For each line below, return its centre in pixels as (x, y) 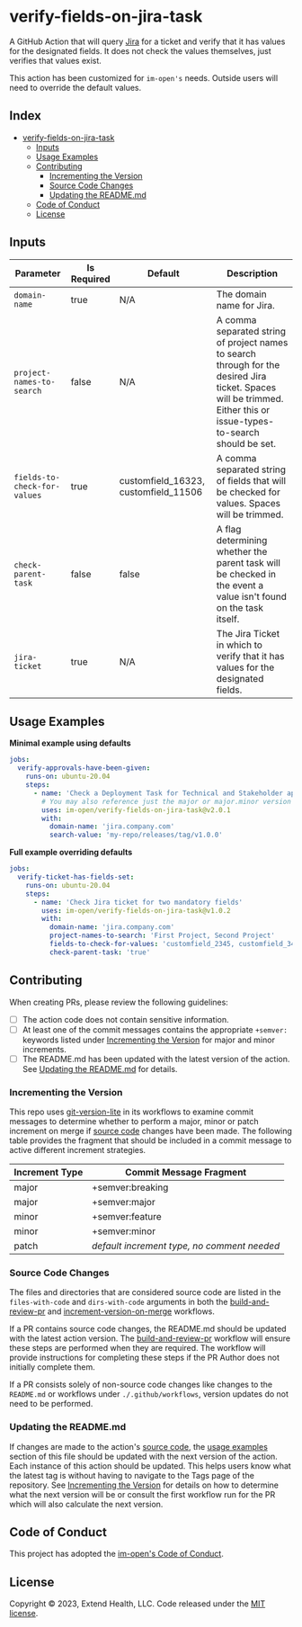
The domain (241, 294)
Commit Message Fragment (186, 1173)
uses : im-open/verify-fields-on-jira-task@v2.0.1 (136, 810)
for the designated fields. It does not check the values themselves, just (140, 50)
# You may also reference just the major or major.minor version (167, 801)
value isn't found (252, 596)
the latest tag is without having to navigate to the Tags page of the (132, 1475)
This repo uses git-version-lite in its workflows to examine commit (132, 1112)
